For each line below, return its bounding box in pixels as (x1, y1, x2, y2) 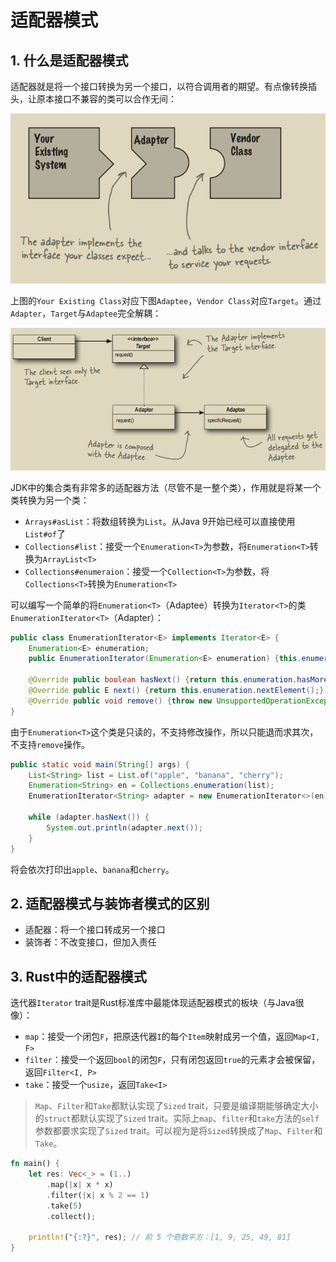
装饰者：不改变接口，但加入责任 (24, 936, 157, 948)
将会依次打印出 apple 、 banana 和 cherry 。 (10, 863, 175, 875)
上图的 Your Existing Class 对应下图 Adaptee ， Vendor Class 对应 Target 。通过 (10, 295, 322, 306)
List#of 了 (24, 527, 66, 540)
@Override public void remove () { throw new (28, 696, 213, 706)
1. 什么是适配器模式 (10, 52, 129, 69)
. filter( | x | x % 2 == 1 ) (46, 1190, 150, 1200)
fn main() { (10, 1159, 60, 1169)
